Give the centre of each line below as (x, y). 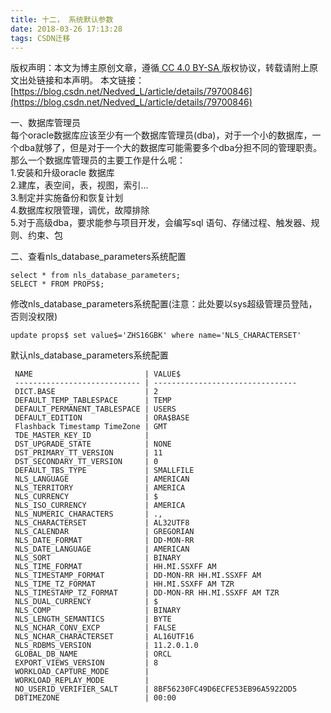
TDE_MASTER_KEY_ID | (82, 436)
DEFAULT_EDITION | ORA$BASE (102, 418)
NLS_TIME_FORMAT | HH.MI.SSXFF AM (115, 567)
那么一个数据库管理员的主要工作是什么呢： (98, 160)
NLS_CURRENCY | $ (86, 497)
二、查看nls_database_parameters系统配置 (98, 257)
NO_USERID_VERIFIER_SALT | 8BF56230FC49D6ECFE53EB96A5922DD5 (156, 689)
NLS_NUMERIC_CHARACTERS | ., (88, 514)
